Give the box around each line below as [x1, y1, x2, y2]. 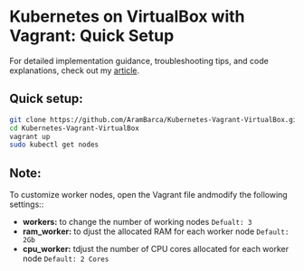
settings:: [9, 199, 44, 210]
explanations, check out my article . [9, 65, 140, 76]
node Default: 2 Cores [22, 253, 109, 264]
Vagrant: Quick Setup [9, 25, 175, 46]
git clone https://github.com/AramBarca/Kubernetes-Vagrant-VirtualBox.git [9, 115, 301, 124]
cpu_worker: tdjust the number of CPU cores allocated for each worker [22, 244, 290, 255]
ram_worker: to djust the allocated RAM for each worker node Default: [22, 226, 290, 237]
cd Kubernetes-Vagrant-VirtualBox [9, 124, 140, 133]
